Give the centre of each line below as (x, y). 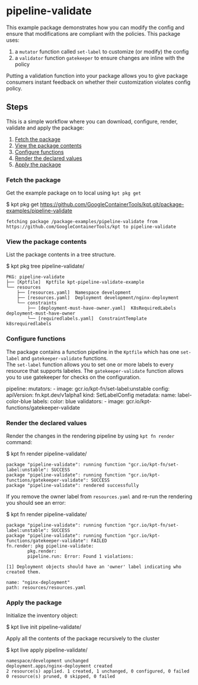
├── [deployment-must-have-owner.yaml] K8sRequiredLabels (102, 308)
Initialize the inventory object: (42, 615)
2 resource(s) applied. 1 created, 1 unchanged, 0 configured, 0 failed (98, 671)
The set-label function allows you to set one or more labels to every (90, 365)
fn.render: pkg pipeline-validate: (50, 546)
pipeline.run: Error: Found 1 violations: (81, 556)
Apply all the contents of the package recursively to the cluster (83, 639)
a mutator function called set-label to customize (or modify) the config (102, 51)
